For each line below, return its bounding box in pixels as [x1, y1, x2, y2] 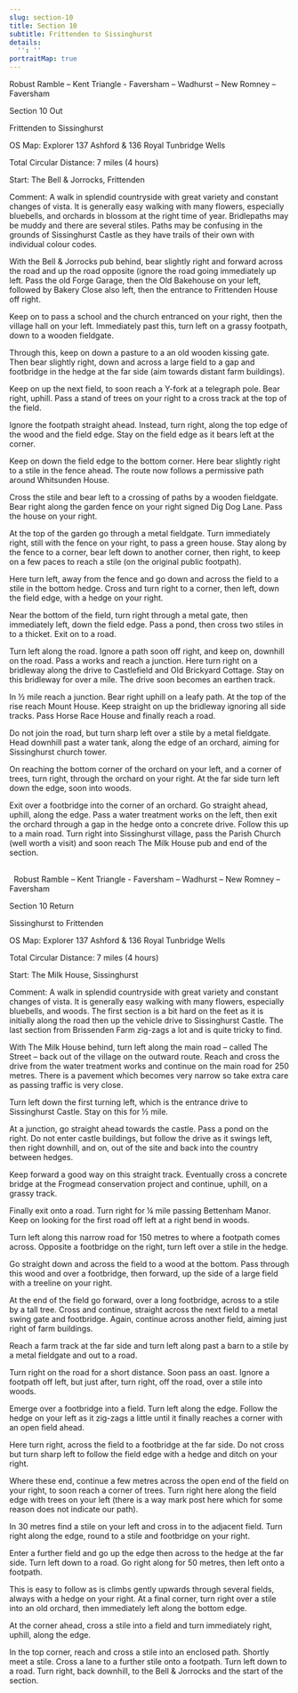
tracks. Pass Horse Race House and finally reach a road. [9, 711, 216, 721]
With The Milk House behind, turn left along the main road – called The [9, 1042, 269, 1052]
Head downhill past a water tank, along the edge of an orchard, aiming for [9, 738, 280, 747]
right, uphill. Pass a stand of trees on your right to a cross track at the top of [9, 393, 287, 403]
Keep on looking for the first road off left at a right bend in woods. [9, 1215, 250, 1225]
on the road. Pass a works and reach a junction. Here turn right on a [9, 656, 258, 665]
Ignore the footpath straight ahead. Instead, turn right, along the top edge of [9, 420, 288, 430]
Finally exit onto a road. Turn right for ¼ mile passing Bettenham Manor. [9, 1205, 271, 1215]
